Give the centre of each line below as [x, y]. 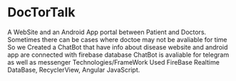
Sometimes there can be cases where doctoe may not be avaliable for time [117, 39]
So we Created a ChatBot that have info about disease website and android [118, 47]
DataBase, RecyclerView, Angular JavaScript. [74, 70]
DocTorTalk [41, 12]
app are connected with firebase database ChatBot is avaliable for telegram [118, 55]
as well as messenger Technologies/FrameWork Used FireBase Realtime [113, 62]
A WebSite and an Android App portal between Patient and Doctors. [107, 32]
